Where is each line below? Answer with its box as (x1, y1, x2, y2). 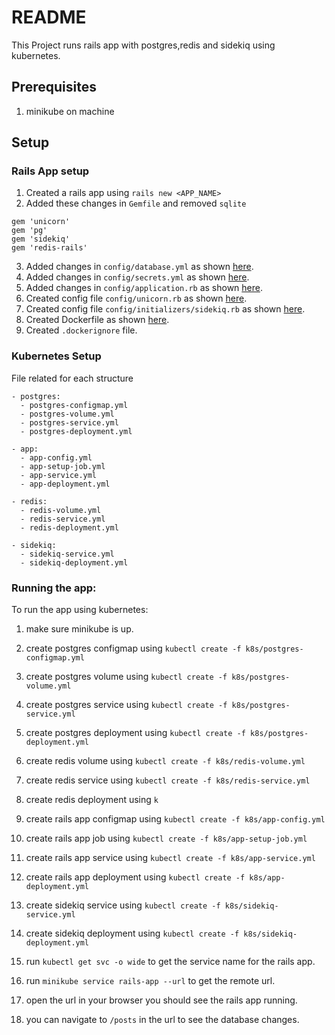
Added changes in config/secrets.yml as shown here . (25, 271, 250, 283)
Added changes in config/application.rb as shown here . (25, 282, 263, 294)
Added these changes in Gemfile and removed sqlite (25, 197, 247, 210)
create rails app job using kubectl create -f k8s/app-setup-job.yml (25, 832, 308, 845)
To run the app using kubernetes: (11, 604, 149, 616)
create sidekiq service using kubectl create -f (25, 899, 221, 911)
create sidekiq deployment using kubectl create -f (25, 927, 240, 940)
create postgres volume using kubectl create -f (25, 671, 228, 683)
